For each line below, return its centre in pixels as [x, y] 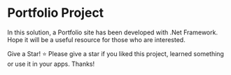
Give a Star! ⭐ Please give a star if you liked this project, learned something [115, 53]
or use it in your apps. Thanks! [51, 64]
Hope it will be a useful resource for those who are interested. [96, 39]
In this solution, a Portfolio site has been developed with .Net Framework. [113, 32]
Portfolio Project [56, 13]
